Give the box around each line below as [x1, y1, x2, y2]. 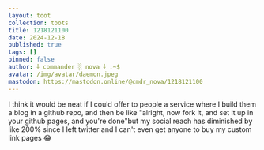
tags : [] [8, 48, 37, 56]
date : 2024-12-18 [8, 33, 66, 42]
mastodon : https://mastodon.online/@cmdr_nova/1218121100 [8, 77, 203, 85]
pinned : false [8, 56, 55, 64]
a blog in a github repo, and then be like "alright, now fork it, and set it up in [8, 107, 254, 117]
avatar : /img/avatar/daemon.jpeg [8, 70, 119, 78]
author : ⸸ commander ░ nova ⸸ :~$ [8, 63, 120, 71]
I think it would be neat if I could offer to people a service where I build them [8, 99, 257, 109]
